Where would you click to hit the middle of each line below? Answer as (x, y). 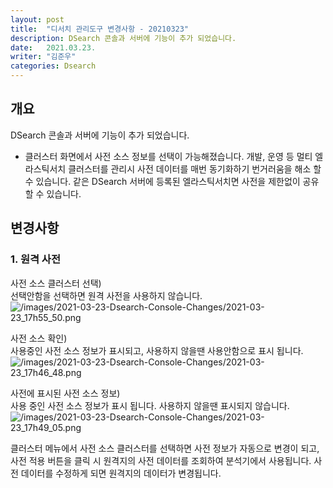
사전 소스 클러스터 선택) (56, 283)
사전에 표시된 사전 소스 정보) (65, 393)
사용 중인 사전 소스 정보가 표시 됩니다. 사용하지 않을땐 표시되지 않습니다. (150, 405)
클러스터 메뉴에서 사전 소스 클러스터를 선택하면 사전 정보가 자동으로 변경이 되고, (165, 448)
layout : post (37, 19)
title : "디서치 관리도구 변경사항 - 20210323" (100, 29)
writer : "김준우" (43, 57)
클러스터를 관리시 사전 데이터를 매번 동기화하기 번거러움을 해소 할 (195, 168)
